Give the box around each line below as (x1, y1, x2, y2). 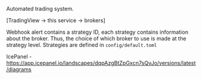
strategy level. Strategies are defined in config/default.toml (6, 42, 157, 48)
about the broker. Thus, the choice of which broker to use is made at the (6, 35, 186, 42)
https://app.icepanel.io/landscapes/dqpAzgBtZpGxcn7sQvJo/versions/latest (6, 60, 196, 66)
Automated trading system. (6, 5, 74, 12)
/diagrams (6, 66, 32, 73)
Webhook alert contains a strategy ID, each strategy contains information (6, 28, 189, 36)
